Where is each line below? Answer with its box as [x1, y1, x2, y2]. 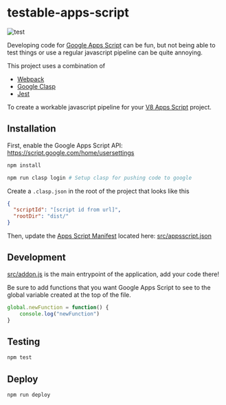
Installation [7, 123, 56, 135]
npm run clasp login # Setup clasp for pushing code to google [7, 174, 192, 181]
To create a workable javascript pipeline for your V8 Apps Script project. [7, 103, 212, 111]
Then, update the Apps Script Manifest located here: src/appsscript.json [7, 232, 212, 240]
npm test [7, 354, 32, 361]
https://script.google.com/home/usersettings [7, 148, 135, 156]
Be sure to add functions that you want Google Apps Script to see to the [7, 283, 211, 291]
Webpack [16, 74, 45, 83]
